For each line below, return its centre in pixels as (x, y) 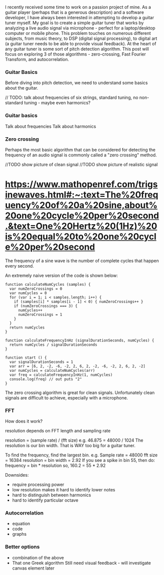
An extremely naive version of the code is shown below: (62, 275)
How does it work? (24, 421)
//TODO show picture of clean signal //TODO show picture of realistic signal (82, 164)
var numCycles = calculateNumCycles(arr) (52, 370)
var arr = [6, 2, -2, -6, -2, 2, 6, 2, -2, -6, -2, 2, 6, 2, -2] (78, 366)
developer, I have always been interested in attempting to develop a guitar (80, 17)
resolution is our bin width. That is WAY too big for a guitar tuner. (70, 446)
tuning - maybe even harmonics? (57, 103)
